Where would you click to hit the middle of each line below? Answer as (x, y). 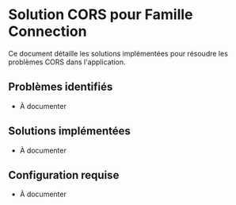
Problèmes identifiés (61, 87)
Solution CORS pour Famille (101, 15)
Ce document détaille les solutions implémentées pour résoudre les (118, 53)
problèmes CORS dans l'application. (67, 62)
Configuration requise (64, 175)
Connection (48, 31)
